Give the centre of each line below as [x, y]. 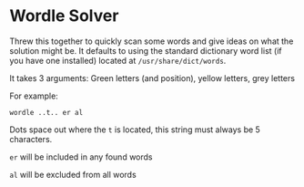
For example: [34, 96]
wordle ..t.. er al [46, 112]
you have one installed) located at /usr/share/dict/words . [118, 60]
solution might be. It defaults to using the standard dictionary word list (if [146, 50]
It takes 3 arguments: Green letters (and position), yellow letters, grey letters [152, 78]
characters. [31, 139]
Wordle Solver [64, 16]
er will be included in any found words [81, 157]
